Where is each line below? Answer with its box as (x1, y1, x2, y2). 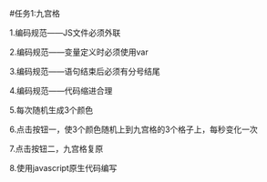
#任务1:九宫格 (9, 8, 61, 18)
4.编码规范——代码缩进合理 (9, 86, 113, 96)
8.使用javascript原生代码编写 (9, 163, 118, 173)
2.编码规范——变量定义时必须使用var (9, 46, 149, 57)
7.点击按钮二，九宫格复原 (9, 144, 104, 154)
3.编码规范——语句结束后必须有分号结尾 (9, 66, 161, 76)
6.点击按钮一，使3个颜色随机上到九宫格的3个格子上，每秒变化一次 (9, 124, 258, 135)
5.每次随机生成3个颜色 (9, 105, 94, 116)
